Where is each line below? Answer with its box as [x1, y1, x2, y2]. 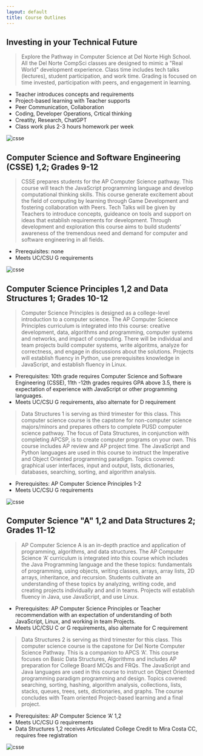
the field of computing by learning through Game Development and [21, 197, 189, 205]
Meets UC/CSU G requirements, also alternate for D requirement [15, 398, 176, 406]
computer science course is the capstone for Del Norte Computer [21, 642, 185, 650]
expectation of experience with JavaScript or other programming [15, 385, 178, 392]
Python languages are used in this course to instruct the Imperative [21, 449, 189, 456]
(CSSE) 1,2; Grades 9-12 [6, 162, 99, 172]
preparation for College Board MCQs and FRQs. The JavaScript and [21, 661, 190, 669]
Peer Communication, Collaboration [15, 104, 104, 111]
